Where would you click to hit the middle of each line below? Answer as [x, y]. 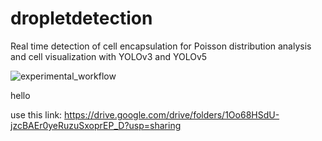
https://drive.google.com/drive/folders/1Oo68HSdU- [172, 114]
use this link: [36, 114]
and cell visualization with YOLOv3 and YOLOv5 [109, 56]
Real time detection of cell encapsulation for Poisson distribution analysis [161, 46]
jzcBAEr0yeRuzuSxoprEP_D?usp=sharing [96, 125]
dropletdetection [81, 18]
